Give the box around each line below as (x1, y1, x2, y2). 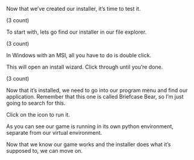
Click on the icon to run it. (6, 111, 70, 118)
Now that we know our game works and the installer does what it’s (6, 141, 171, 148)
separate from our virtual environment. (6, 129, 102, 136)
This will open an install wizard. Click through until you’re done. (6, 63, 163, 70)
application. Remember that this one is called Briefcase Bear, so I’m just (6, 93, 184, 100)
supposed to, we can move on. (6, 147, 83, 154)
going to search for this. (6, 99, 66, 106)
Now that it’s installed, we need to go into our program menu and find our (6, 87, 188, 94)
